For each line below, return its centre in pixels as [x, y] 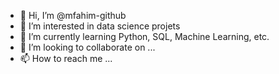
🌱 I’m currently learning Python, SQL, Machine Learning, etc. [144, 36]
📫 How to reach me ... [66, 58]
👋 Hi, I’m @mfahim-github [73, 15]
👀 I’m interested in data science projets [100, 26]
